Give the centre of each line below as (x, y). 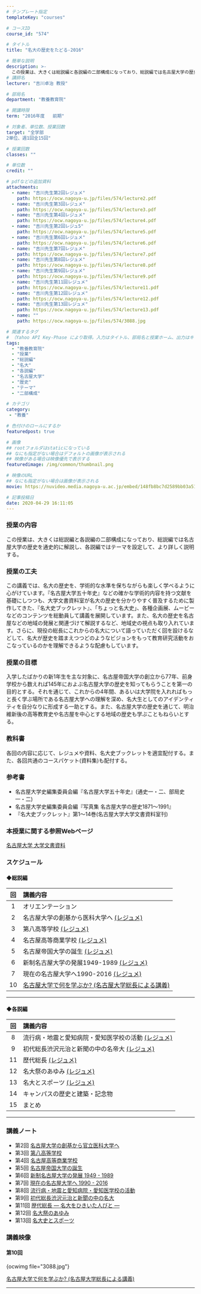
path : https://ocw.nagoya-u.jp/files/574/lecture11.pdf (88, 288)
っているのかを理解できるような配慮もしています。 (79, 645)
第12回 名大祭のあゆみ (42, 1212)
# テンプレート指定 (27, 12)
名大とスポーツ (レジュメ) (59, 1083)
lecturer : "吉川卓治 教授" (37, 83)
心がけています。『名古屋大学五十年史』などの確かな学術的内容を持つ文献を (99, 593)
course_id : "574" (28, 34)
